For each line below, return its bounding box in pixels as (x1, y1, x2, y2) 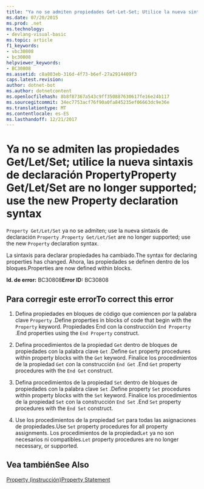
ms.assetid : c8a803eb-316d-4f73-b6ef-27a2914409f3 (6, 71, 137, 77)
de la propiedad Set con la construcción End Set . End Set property (15, 398, 181, 405)
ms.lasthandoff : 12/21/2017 (6, 116, 78, 122)
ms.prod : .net (6, 20, 42, 26)
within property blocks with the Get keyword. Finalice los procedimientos (15, 354, 197, 361)
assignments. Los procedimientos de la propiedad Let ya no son (15, 429, 174, 436)
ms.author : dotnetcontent (6, 88, 72, 94)
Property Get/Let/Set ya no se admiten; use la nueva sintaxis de (6, 227, 168, 234)
